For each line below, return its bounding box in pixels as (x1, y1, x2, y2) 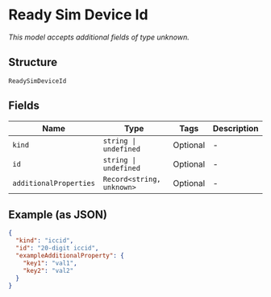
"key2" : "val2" (23, 266, 74, 274)
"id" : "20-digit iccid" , (15, 244, 99, 253)
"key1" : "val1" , (23, 259, 78, 267)
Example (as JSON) (8, 208, 107, 221)
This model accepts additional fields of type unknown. (8, 32, 190, 42)
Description (212, 122, 259, 134)
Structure (8, 56, 58, 69)
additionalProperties (12, 179, 95, 188)
